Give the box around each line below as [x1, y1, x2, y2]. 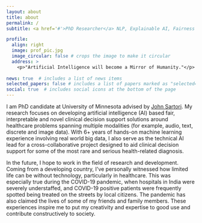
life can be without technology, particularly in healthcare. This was [6, 172, 171, 179]
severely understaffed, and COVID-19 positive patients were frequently [6, 185, 182, 192]
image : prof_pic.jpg [11, 47, 63, 54]
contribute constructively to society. [6, 210, 96, 217]
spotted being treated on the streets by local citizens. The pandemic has [6, 191, 186, 198]
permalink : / [6, 20, 39, 26]
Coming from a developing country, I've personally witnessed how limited [6, 165, 188, 173]
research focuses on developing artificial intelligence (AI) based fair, [6, 109, 176, 116]
